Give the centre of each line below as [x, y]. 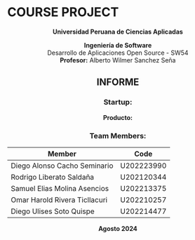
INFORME [118, 82]
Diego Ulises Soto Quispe [53, 211]
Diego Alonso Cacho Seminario [62, 166]
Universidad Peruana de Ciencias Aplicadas [118, 32]
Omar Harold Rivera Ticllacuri [59, 199]
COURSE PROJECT [63, 12]
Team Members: [118, 135]
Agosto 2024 [118, 228]
